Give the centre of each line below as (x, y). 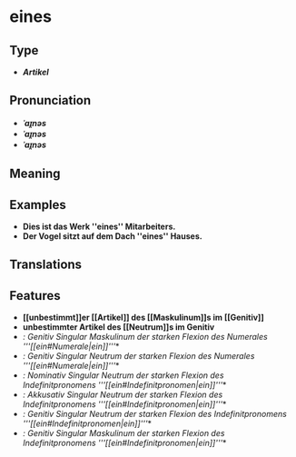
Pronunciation (50, 100)
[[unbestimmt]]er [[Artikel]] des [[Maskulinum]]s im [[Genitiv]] (143, 318)
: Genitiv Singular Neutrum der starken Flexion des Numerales (138, 356)
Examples (38, 205)
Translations (46, 265)
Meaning (35, 174)
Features (35, 296)
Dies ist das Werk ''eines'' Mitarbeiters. (99, 227)
